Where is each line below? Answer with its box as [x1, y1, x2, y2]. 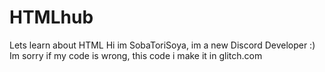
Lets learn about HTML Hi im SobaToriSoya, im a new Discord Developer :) [9, 39, 316, 51]
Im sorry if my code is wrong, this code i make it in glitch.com [9, 49, 263, 61]
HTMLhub [9, 6, 94, 29]
